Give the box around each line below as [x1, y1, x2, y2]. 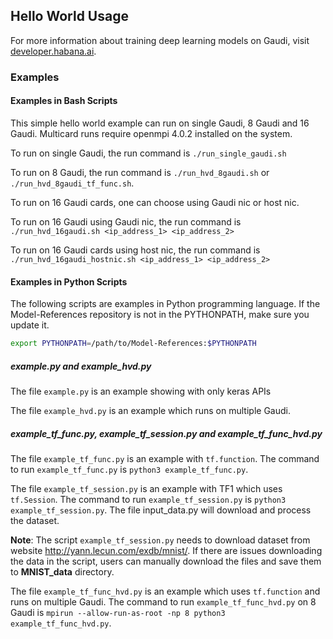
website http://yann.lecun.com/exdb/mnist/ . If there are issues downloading [10, 544, 323, 556]
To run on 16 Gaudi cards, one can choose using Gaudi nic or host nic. [10, 196, 300, 208]
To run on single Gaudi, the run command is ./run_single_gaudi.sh [10, 147, 287, 159]
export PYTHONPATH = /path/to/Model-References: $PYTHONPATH [10, 339, 257, 349]
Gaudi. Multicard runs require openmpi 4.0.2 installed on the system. [10, 127, 293, 139]
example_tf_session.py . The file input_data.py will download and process [10, 504, 312, 516]
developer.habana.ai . [10, 45, 97, 57]
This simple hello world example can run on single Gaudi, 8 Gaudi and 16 [10, 117, 310, 129]
